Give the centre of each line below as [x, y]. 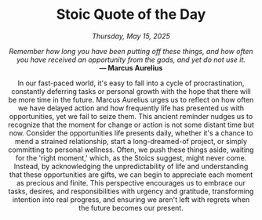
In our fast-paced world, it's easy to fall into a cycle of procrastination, [131, 83]
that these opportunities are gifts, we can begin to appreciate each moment [131, 175]
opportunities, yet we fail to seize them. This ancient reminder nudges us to [131, 116]
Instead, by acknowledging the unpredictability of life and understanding [131, 166]
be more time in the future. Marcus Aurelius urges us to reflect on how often [131, 99]
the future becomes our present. [131, 207]
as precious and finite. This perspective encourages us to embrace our [131, 182]
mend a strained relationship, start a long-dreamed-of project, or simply [131, 141]
